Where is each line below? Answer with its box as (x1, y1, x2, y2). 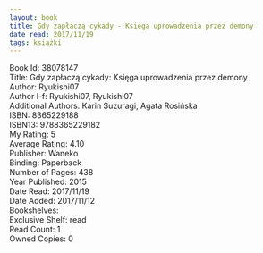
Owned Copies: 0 (9, 233, 74, 244)
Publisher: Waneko (9, 148, 79, 159)
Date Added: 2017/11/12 (9, 196, 96, 207)
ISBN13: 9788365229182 (9, 120, 101, 131)
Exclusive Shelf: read (9, 215, 87, 225)
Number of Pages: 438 (9, 167, 94, 178)
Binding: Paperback (9, 157, 82, 168)
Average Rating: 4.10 (9, 139, 85, 149)
